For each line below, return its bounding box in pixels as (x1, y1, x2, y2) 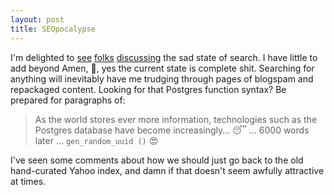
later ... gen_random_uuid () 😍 (34, 134, 159, 146)
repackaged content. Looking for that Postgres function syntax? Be (10, 83, 287, 95)
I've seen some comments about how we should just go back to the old (10, 154, 304, 166)
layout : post (10, 14, 65, 25)
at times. (10, 175, 47, 187)
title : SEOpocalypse (10, 24, 97, 34)
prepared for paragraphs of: (10, 94, 126, 106)
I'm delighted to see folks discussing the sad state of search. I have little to (10, 51, 318, 63)
